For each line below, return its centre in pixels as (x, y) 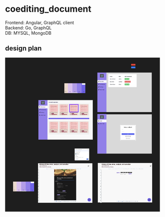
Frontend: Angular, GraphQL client (40, 23)
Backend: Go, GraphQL (28, 27)
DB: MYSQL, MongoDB (28, 33)
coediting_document (48, 9)
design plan (23, 48)
